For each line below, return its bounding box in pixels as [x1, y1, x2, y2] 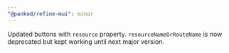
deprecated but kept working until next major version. [7, 37, 165, 46]
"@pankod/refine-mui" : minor [7, 10, 94, 18]
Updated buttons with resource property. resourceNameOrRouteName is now [7, 30, 223, 38]
